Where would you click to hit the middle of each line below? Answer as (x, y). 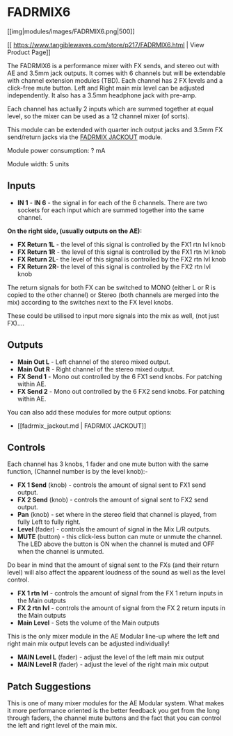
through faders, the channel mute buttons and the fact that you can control (114, 718)
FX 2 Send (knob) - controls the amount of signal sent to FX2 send (113, 500)
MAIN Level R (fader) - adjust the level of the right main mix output (113, 664)
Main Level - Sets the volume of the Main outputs (88, 623)
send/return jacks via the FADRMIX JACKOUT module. (85, 137)
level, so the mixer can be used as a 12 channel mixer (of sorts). (98, 116)
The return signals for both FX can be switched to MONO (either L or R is (112, 287)
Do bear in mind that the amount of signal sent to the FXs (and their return (113, 565)
